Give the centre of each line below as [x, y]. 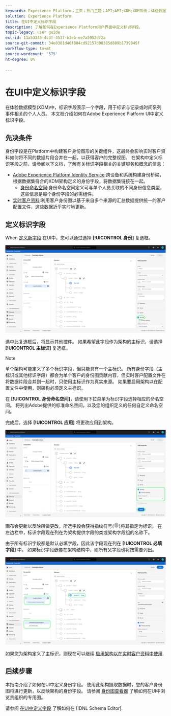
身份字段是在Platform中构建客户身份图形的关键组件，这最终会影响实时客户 [83, 151]
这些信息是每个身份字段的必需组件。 [58, 194]
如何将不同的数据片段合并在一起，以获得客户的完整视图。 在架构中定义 [84, 158]
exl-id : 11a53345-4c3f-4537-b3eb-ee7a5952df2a [55, 38]
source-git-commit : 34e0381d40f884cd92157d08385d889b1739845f [73, 43]
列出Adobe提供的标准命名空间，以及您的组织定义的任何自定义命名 [89, 405]
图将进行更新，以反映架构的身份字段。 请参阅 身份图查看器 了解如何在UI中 [83, 691]
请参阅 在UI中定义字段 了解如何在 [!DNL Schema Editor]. [64, 708]
